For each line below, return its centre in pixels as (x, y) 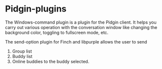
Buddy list (22, 56)
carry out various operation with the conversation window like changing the (81, 27)
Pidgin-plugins (36, 9)
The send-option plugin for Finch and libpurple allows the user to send (76, 41)
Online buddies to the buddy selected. (51, 61)
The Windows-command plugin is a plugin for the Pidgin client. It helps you (81, 22)
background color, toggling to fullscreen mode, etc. (57, 32)
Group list (22, 51)
